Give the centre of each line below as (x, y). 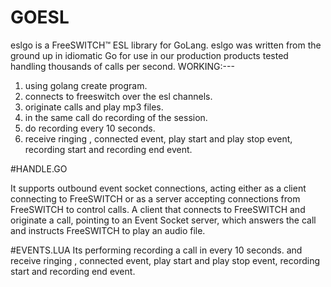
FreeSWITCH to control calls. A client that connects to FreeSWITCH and (158, 209)
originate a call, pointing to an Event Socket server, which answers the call (163, 220)
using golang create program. (86, 85)
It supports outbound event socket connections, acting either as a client (158, 188)
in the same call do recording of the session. (116, 117)
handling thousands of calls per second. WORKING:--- (122, 66)
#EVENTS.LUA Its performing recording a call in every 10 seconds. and (156, 250)
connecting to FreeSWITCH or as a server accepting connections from (155, 198)
